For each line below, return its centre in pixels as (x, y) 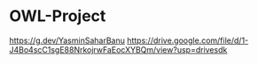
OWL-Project (58, 16)
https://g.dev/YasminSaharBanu (67, 40)
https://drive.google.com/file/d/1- (188, 40)
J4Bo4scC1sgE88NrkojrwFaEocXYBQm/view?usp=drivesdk (118, 49)
